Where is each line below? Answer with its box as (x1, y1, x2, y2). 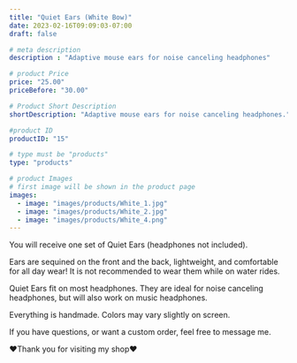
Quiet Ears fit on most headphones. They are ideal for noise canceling (9, 284, 263, 294)
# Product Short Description (9, 102, 117, 110)
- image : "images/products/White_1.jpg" (17, 199, 168, 208)
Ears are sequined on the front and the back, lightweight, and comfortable (9, 257, 278, 268)
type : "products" (9, 158, 73, 168)
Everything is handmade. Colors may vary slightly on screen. (9, 310, 231, 321)
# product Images (9, 174, 73, 184)
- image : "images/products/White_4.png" (17, 216, 168, 224)
